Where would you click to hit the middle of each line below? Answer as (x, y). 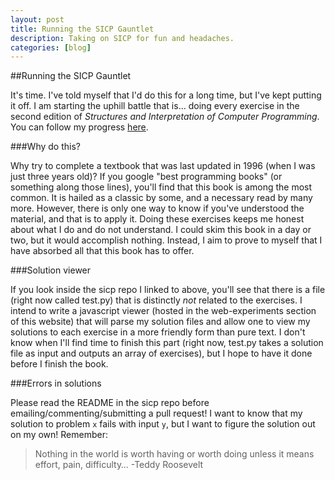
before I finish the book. (59, 364)
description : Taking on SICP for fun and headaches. (122, 38)
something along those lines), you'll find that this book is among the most (161, 187)
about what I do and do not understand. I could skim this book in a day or (161, 230)
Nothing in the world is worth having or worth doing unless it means (174, 454)
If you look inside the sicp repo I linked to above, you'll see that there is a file (168, 290)
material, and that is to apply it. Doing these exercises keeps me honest (157, 219)
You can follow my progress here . (79, 127)
